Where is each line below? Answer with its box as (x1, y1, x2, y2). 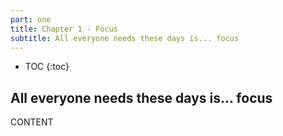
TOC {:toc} (24, 61, 70, 73)
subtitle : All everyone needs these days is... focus (10, 33, 240, 43)
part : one (10, 14, 52, 25)
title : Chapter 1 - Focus (10, 24, 118, 34)
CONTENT (10, 116, 54, 128)
